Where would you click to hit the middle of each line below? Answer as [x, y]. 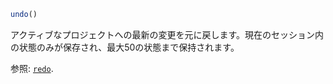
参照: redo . [32, 68]
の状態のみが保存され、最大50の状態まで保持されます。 [125, 47]
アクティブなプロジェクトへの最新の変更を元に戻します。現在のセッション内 [167, 34]
